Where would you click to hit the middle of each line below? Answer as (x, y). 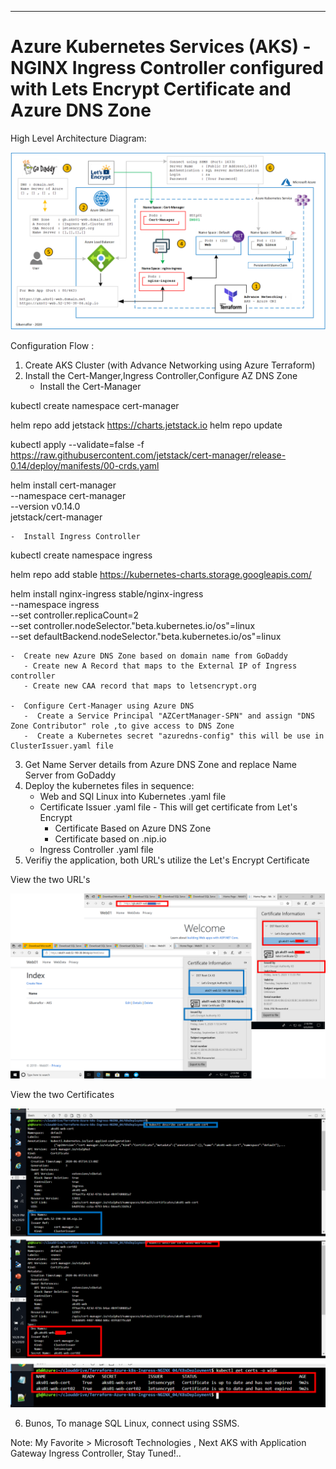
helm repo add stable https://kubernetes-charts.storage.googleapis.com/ (161, 575)
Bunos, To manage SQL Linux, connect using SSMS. (132, 1423)
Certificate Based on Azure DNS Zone (133, 828)
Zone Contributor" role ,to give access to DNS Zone (122, 726)
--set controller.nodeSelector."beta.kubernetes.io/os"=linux (133, 626)
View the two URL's (50, 880)
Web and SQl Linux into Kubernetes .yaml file (133, 797)
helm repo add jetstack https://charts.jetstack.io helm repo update (146, 425)
